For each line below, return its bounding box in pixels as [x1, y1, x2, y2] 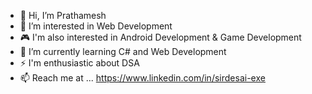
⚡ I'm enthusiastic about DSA [19, 57, 140, 69]
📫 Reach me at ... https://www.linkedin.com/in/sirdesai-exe [19, 72, 266, 84]
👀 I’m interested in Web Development [19, 20, 173, 32]
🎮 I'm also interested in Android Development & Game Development [19, 31, 302, 43]
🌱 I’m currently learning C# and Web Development [19, 46, 227, 57]
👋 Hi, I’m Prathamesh [19, 10, 107, 21]
